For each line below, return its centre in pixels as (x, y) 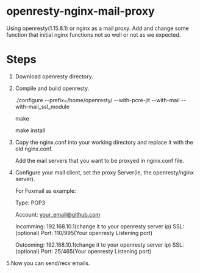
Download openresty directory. (54, 76)
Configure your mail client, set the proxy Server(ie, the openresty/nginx (104, 172)
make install (30, 130)
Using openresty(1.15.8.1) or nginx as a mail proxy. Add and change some (98, 28)
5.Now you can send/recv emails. (48, 263)
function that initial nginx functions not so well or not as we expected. (94, 34)
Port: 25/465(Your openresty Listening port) (96, 251)
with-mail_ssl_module (42, 107)
